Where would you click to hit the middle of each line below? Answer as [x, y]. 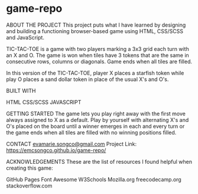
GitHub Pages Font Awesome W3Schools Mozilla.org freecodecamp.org [94, 179]
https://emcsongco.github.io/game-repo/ [56, 150]
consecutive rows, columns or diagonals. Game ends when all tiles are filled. [99, 62]
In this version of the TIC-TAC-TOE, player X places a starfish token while [95, 73]
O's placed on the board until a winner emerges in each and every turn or [95, 126]
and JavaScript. [25, 37]
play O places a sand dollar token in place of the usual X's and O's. [87, 79]
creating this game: [30, 168]
